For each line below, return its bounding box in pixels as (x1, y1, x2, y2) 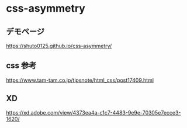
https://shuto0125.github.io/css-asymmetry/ (6, 43, 112, 49)
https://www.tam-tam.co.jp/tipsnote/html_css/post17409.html (6, 77, 154, 84)
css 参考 (6, 61, 37, 71)
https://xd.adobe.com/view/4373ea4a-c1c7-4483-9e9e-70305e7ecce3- (6, 109, 181, 116)
